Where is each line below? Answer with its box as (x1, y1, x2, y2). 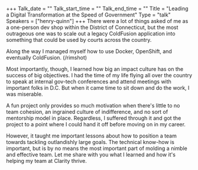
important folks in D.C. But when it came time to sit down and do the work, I (6, 84, 190, 91)
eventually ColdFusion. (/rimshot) (6, 54, 87, 61)
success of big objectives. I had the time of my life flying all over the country (6, 72, 193, 79)
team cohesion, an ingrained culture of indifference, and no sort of (6, 109, 168, 115)
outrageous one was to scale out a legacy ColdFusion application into (6, 30, 176, 37)
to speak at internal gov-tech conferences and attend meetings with (6, 78, 171, 85)
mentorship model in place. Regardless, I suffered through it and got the (6, 115, 181, 122)
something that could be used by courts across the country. (6, 37, 152, 43)
